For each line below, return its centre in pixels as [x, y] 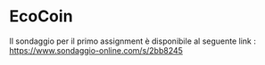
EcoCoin [41, 16]
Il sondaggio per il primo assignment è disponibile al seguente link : [133, 41]
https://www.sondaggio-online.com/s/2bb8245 [96, 50]
